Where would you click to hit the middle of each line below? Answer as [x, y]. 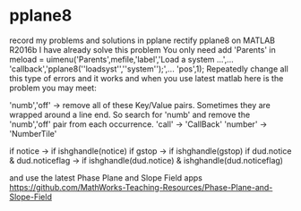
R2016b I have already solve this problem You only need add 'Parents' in [142, 49]
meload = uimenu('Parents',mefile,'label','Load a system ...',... [122, 59]
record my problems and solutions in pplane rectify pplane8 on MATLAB [142, 40]
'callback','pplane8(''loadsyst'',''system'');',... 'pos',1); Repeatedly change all [149, 69]
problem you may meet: [53, 88]
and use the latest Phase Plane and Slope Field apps [106, 177]
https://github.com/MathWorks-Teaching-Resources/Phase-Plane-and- [141, 187]
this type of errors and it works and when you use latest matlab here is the [146, 78]
